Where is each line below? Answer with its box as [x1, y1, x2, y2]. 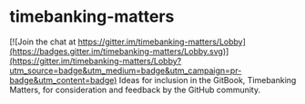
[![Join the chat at [9, 36, 76, 47]
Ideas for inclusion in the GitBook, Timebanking [118, 74, 297, 85]
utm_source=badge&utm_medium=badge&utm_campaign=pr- [9, 65, 242, 76]
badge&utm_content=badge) [9, 74, 117, 85]
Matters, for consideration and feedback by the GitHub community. [9, 84, 261, 95]
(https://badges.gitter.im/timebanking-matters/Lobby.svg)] [9, 45, 229, 56]
